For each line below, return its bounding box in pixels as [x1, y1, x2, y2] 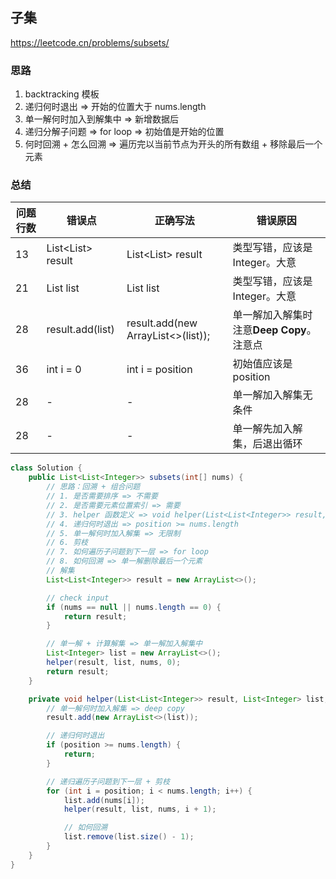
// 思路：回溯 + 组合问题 [46, 482, 141, 492]
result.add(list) [46, 323, 115, 337]
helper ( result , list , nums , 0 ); [46, 658, 182, 668]
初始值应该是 [232, 357, 293, 371]
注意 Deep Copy [232, 323, 307, 337]
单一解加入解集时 [232, 308, 313, 322]
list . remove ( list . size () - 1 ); [63, 832, 195, 842]
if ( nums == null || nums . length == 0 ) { [46, 602, 222, 612]
